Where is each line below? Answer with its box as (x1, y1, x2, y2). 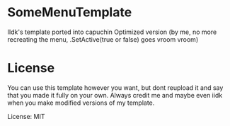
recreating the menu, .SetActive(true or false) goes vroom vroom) (7, 35, 199, 43)
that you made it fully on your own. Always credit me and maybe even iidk (7, 91, 223, 99)
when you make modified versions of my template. (7, 98, 155, 107)
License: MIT (7, 112, 45, 120)
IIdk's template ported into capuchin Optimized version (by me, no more (7, 28, 217, 36)
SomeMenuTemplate (7, 4, 132, 21)
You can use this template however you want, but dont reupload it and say (7, 83, 224, 92)
